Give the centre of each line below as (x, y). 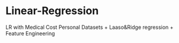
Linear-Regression (52, 11)
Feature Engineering (30, 33)
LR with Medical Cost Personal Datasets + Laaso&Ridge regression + (89, 27)
